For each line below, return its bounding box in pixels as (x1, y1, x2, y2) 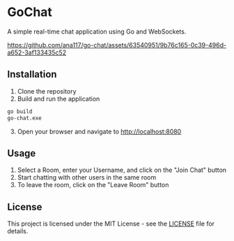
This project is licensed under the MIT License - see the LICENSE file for (7, 219, 214, 228)
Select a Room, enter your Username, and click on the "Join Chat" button (17, 166, 227, 175)
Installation (7, 68, 57, 80)
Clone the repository (17, 87, 77, 95)
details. (7, 227, 29, 235)
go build (7, 108, 33, 115)
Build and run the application (17, 94, 100, 103)
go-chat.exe (7, 115, 42, 122)
